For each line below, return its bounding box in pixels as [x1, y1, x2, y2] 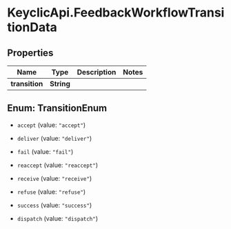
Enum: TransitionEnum [7, 102, 108, 114]
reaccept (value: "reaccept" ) [17, 161, 99, 169]
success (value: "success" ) [17, 201, 92, 209]
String [49, 79, 70, 88]
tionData [7, 19, 57, 35]
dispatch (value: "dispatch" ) [17, 214, 99, 222]
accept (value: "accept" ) [17, 121, 86, 129]
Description [77, 68, 117, 77]
